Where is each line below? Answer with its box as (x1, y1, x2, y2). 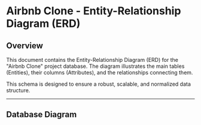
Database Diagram (6, 110, 77, 120)
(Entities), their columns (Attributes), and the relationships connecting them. (6, 69, 193, 76)
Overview (6, 40, 44, 51)
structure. (6, 87, 31, 93)
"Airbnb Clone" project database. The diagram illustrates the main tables (6, 62, 185, 70)
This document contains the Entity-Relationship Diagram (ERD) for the (6, 57, 178, 63)
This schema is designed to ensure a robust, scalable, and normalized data (6, 80, 191, 87)
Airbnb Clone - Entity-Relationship (6, 4, 181, 18)
